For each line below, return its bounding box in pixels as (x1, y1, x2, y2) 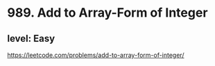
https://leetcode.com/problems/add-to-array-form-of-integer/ (7, 51, 184, 59)
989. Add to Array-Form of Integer (7, 5, 208, 21)
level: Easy (7, 33, 55, 44)
